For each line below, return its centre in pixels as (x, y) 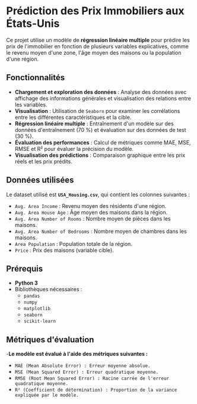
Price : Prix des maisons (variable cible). (64, 250)
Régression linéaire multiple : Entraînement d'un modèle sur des (94, 124)
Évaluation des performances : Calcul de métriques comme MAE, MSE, (103, 142)
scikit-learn (40, 321)
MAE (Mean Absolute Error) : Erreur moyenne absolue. (82, 366)
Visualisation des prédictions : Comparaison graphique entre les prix (100, 155)
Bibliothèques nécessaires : (48, 289)
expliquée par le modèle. (47, 395)
